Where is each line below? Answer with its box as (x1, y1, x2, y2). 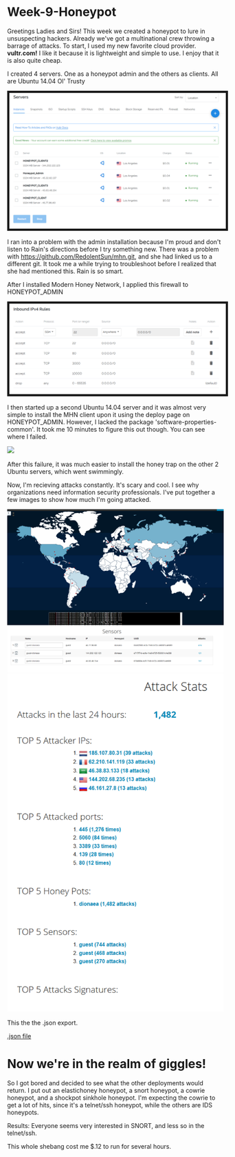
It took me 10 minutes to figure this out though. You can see (36, 425, 205, 434)
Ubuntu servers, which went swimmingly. (7, 467, 124, 476)
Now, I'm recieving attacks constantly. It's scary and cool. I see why (7, 481, 199, 490)
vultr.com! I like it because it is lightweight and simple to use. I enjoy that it (7, 49, 219, 57)
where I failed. (7, 432, 48, 441)
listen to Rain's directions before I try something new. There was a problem (7, 245, 219, 253)
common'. (7, 425, 36, 434)
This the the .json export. (7, 1018, 78, 1027)
